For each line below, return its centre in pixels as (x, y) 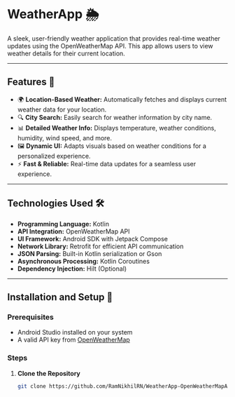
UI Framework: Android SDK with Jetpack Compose (92, 238)
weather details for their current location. (66, 53)
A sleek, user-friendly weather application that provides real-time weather (114, 38)
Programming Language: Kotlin (63, 224)
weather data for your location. (62, 109)
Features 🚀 (31, 82)
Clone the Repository (49, 373)
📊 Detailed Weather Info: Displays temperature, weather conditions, (117, 128)
